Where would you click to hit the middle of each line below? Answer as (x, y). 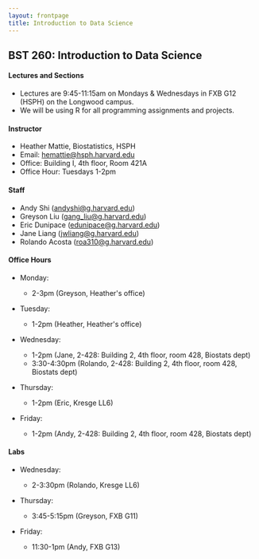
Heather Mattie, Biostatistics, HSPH (78, 146)
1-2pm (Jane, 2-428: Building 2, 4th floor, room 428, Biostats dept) (141, 355)
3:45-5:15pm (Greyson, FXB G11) (85, 516)
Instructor (25, 128)
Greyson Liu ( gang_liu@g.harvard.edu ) (83, 216)
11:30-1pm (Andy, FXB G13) (76, 546)
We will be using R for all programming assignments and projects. (127, 110)
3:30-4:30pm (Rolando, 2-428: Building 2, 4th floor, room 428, (134, 363)
